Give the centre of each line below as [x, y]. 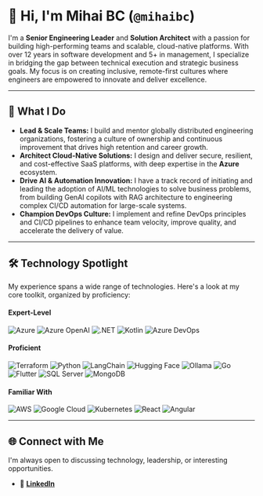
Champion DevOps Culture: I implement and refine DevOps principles [133, 213]
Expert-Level [30, 312]
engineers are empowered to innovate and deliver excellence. [108, 79]
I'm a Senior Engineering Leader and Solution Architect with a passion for [129, 38]
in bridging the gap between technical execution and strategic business [123, 63]
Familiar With [30, 392]
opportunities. [31, 468]
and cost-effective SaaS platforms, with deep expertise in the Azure [129, 163]
